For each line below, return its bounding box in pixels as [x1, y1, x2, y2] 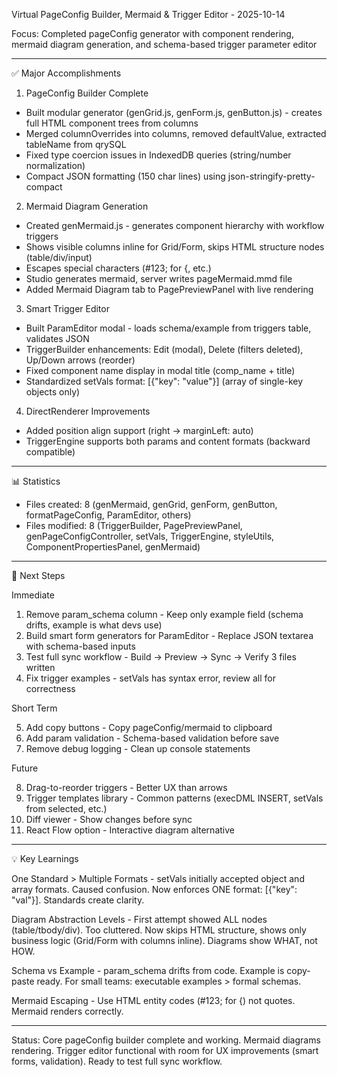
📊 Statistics [11, 475, 61, 487]
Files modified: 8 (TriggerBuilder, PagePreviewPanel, [25, 520, 243, 531]
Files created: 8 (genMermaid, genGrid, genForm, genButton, [25, 499, 278, 510]
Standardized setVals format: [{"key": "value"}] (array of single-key [25, 375, 304, 387]
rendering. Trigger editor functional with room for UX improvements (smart [11, 1045, 319, 1056]
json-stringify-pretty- [227, 170, 316, 182]
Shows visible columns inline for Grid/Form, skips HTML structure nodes [25, 241, 325, 253]
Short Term [11, 702, 58, 714]
